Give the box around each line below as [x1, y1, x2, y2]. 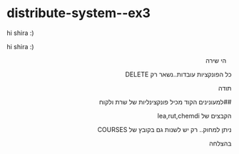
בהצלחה [208, 139, 232, 148]
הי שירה [205, 56, 227, 65]
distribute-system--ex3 [6, 5, 151, 21]
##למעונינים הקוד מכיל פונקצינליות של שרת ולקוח [98, 98, 232, 106]
